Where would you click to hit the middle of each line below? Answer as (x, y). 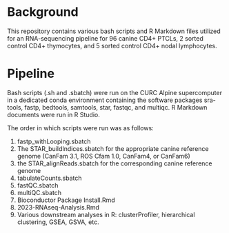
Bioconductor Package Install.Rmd (66, 200)
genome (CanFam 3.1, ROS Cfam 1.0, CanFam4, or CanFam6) (104, 156)
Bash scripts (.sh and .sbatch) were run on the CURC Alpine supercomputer (115, 92)
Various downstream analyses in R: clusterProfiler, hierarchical (106, 214)
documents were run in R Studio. (53, 114)
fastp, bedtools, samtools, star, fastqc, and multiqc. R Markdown (116, 107)
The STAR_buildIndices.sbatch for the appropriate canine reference (113, 148)
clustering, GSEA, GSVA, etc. (58, 222)
